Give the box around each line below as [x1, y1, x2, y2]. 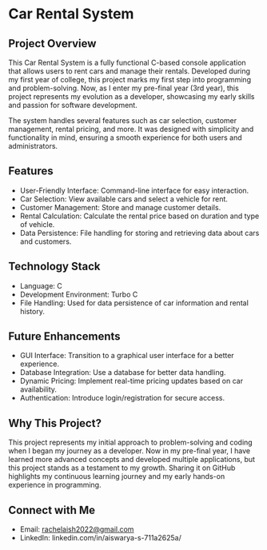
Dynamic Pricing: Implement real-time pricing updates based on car [19, 377, 244, 386]
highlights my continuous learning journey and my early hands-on [8, 472, 225, 481]
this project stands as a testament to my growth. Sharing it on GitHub [8, 463, 236, 472]
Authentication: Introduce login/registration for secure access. [19, 393, 225, 403]
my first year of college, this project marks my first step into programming [8, 75, 252, 84]
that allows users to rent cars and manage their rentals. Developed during [8, 66, 250, 76]
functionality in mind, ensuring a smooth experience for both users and [8, 133, 242, 142]
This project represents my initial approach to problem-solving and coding [8, 437, 253, 448]
